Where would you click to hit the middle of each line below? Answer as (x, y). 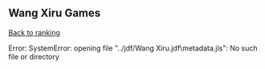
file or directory (34, 56)
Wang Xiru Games (55, 13)
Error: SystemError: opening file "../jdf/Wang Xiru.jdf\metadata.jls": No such (133, 48)
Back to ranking (34, 32)
